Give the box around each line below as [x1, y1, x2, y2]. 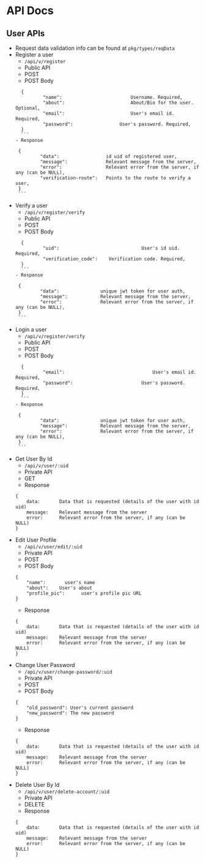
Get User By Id [15, 455, 53, 463]
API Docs [6, 4, 54, 18]
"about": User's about [26, 585, 93, 591]
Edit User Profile [15, 536, 57, 544]
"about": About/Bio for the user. [42, 100, 194, 106]
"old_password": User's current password [26, 705, 133, 711]
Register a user [15, 51, 54, 58]
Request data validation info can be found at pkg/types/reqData [15, 44, 175, 52]
